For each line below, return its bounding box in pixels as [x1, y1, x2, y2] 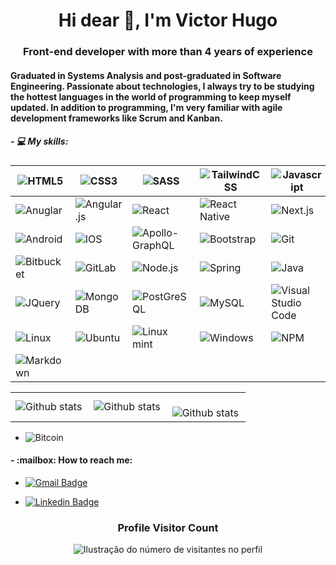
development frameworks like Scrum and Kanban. [10, 112, 223, 124]
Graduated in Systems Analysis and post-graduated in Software [10, 69, 282, 81]
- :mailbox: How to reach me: [10, 454, 133, 466]
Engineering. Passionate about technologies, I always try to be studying [10, 80, 315, 92]
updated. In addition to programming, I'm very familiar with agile [10, 101, 283, 113]
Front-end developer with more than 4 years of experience [23, 45, 313, 59]
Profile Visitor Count [117, 520, 219, 534]
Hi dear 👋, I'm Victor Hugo [58, 9, 278, 32]
